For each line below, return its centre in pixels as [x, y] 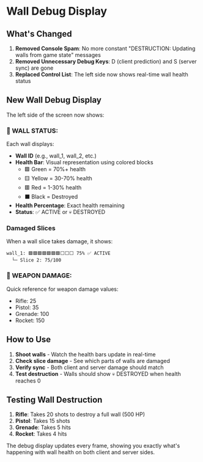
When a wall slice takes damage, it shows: [60, 241]
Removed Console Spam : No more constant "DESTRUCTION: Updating [105, 48]
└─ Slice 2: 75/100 [37, 260]
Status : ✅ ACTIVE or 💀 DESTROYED [60, 212]
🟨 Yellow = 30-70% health [58, 178]
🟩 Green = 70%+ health [55, 169]
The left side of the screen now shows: [55, 115]
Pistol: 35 [27, 307]
